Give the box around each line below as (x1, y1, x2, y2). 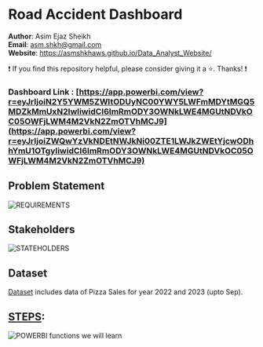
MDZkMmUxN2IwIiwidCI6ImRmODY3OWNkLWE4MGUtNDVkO (8, 106, 253, 117)
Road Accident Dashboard (8, 5, 183, 24)
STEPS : (8, 310, 46, 323)
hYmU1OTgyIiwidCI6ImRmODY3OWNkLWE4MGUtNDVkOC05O (8, 145, 254, 156)
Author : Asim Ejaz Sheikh (8, 31, 92, 41)
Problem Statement (8, 179, 105, 193)
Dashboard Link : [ (8, 86, 80, 97)
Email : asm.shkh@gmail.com (8, 39, 102, 49)
